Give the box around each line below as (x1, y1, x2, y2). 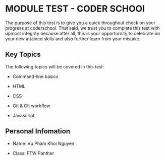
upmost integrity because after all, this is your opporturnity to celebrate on (5, 30, 160, 36)
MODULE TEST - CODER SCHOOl (5, 3, 145, 15)
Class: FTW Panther (12, 150, 54, 156)
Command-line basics (12, 73, 59, 79)
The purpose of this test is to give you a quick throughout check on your (5, 20, 155, 26)
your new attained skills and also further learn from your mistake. (5, 36, 141, 42)
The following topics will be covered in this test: (5, 63, 104, 69)
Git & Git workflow (12, 103, 50, 109)
